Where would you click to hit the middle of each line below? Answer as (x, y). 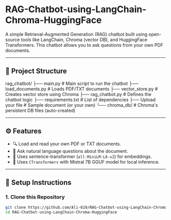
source (13, 40)
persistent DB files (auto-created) (40, 110)
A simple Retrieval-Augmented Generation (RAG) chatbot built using (76, 34)
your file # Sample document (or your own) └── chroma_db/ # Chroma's (82, 105)
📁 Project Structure (36, 71)
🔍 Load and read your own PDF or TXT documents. (67, 144)
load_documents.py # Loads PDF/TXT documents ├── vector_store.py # (82, 89)
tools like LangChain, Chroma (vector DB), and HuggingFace (84, 40)
